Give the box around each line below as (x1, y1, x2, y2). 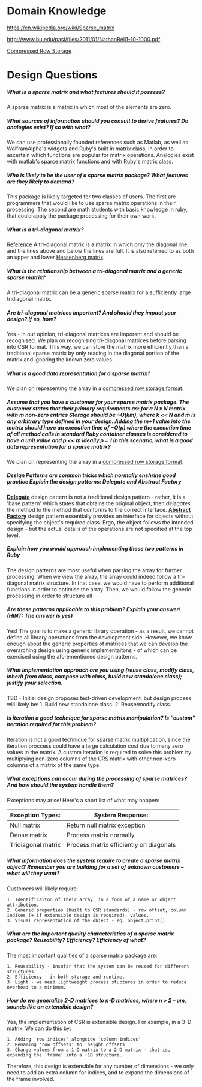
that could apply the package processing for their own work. (7, 212, 156, 219)
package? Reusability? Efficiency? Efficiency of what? (7, 937, 146, 944)
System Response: (94, 811, 149, 819)
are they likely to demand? (7, 178, 74, 185)
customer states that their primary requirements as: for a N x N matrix (7, 404, 186, 412)
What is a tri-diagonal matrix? (7, 226, 84, 233)
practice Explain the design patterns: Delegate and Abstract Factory (7, 478, 182, 485)
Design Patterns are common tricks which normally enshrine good (7, 472, 176, 479)
